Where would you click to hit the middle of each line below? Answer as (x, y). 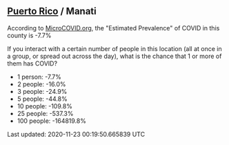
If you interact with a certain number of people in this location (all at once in (114, 48)
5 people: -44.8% (42, 99)
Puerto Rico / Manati (52, 11)
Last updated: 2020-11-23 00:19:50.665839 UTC (76, 134)
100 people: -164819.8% (51, 121)
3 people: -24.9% (42, 91)
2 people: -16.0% (42, 84)
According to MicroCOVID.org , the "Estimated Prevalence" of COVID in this (113, 28)
